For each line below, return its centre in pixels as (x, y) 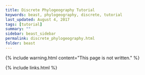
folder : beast (20, 43)
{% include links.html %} (31, 67)
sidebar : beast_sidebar (31, 34)
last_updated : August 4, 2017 (38, 19)
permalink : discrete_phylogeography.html (50, 39)
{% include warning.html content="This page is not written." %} (72, 58)
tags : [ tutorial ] (24, 24)
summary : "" (18, 29)
